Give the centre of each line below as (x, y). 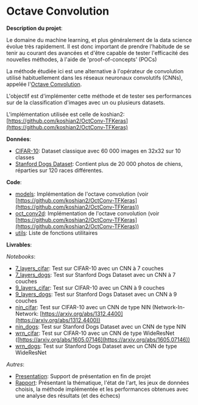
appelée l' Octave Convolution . (44, 84)
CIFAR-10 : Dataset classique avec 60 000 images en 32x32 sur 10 (98, 151)
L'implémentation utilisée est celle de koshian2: (65, 114)
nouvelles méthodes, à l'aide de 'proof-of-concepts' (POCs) (82, 59)
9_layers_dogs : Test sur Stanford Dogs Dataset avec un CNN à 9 (96, 294)
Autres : (16, 364)
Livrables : (19, 245)
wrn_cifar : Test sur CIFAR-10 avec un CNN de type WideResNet (95, 333)
